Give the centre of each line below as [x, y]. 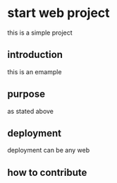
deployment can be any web [49, 150]
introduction [35, 55]
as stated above [31, 111]
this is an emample [35, 71]
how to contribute [47, 172]
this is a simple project [40, 33]
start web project [59, 13]
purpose [26, 94]
